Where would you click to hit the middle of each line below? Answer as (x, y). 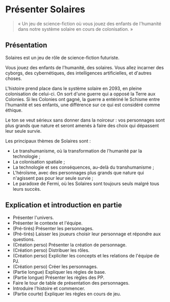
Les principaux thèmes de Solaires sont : (48, 141)
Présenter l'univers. (33, 217)
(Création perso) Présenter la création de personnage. (69, 245)
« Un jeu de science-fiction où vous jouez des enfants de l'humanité (90, 24)
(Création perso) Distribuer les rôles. (51, 250)
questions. (24, 239)
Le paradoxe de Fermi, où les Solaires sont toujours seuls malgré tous (86, 184)
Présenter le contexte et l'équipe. (47, 223)
